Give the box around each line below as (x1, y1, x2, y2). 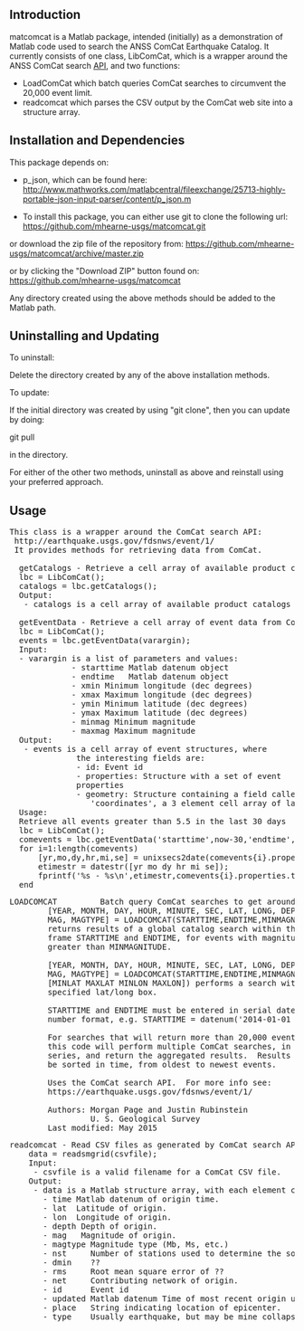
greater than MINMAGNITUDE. (47, 942, 172, 953)
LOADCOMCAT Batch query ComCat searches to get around (9, 897, 296, 908)
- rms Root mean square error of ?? (43, 1267, 224, 1277)
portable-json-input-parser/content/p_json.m (22, 194, 192, 204)
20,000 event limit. (22, 87, 93, 98)
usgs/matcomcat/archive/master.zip (9, 248, 145, 259)
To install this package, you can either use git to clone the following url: (22, 211, 289, 222)
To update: (9, 387, 50, 398)
